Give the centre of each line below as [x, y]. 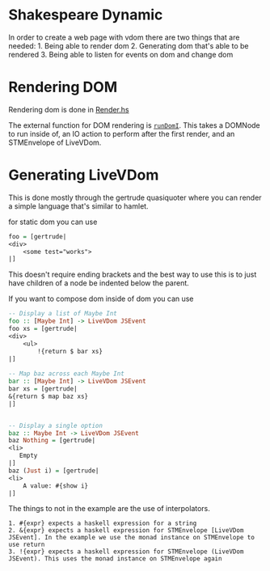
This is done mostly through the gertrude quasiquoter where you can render [135, 197]
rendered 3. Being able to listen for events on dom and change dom [121, 54]
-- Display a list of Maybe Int [63, 314]
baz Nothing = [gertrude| [52, 441]
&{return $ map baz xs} [49, 396]
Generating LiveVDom [84, 175]
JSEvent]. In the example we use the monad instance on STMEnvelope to [131, 538]
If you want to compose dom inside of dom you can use [101, 299]
